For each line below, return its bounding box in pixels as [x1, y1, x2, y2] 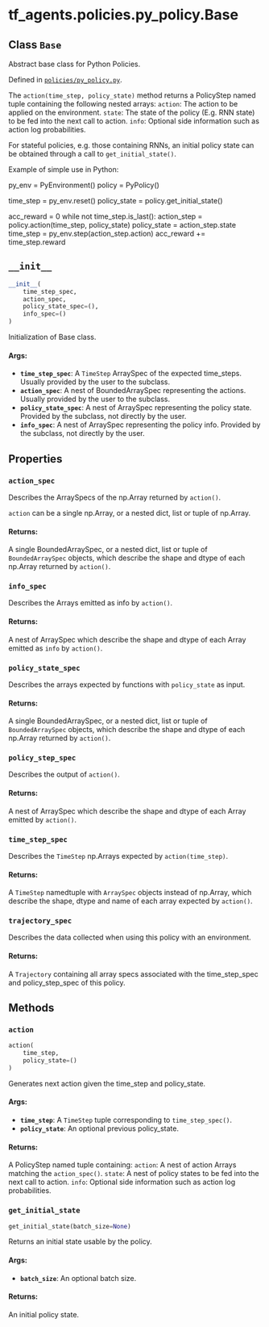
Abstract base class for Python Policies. [8, 59, 141, 69]
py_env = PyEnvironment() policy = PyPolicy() [8, 180, 159, 190]
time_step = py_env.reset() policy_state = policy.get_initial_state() [8, 196, 223, 205]
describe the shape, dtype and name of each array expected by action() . [8, 896, 253, 906]
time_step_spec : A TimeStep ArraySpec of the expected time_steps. [19, 369, 242, 379]
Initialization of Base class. [8, 333, 97, 342]
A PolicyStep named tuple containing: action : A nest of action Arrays [8, 1160, 237, 1170]
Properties [8, 452, 63, 466]
